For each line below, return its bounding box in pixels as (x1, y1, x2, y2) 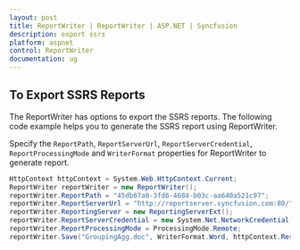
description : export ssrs (9, 29, 105, 38)
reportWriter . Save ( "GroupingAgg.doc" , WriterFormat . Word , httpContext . (9, 232, 281, 241)
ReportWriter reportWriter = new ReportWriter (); (9, 182, 198, 192)
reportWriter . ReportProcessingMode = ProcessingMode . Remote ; (9, 224, 242, 233)
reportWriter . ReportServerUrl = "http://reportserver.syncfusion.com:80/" (9, 199, 294, 208)
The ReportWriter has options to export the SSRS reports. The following (9, 111, 272, 121)
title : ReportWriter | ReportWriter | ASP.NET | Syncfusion (9, 21, 238, 30)
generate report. (9, 157, 70, 168)
